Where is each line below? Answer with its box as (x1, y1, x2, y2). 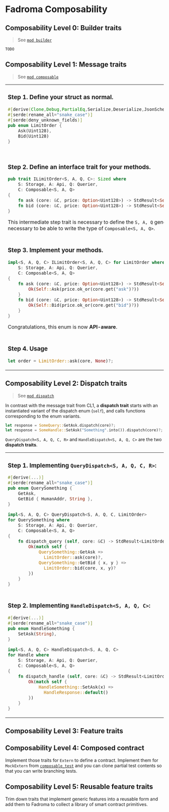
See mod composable (17, 74, 59, 80)
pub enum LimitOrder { (8, 122, 62, 128)
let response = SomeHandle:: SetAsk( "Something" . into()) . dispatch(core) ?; (5, 427, 163, 433)
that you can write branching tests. (5, 768, 77, 774)
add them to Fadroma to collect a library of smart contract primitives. (5, 801, 148, 807)
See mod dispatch (17, 392, 54, 398)
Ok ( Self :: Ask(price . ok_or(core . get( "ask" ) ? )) (28, 286, 139, 292)
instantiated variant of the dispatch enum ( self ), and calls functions (5, 408, 146, 414)
